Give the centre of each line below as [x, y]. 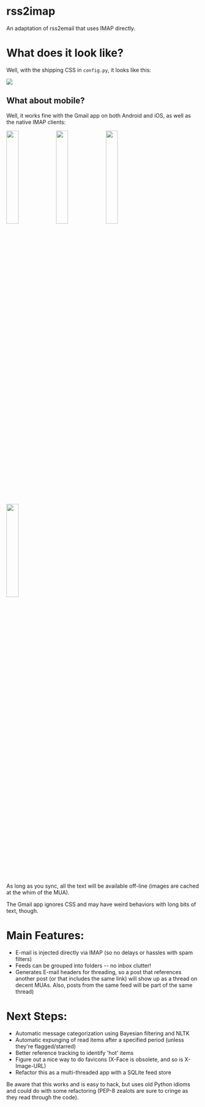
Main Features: [45, 935]
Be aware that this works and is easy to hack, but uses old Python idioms [99, 1084]
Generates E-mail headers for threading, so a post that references [98, 972]
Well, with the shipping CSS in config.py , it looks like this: [79, 70]
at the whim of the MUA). [38, 892]
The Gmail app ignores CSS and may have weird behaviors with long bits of [101, 904]
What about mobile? [46, 101]
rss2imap [31, 11]
